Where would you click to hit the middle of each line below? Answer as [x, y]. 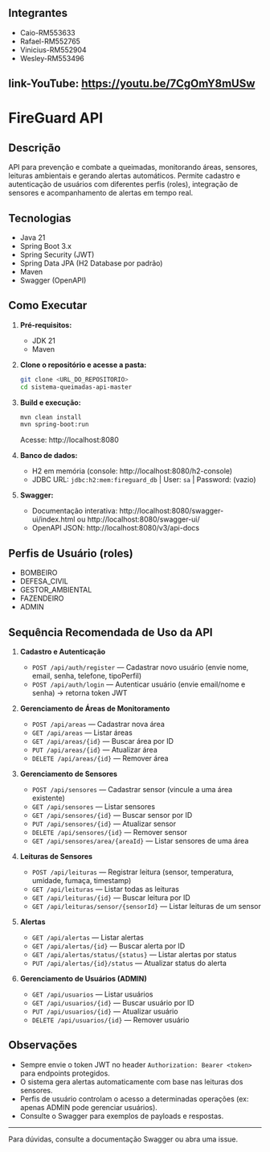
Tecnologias [40, 218]
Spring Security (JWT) [57, 255]
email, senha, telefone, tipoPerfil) [87, 675]
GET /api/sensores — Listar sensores [93, 806]
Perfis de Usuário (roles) [71, 553]
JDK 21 [44, 341]
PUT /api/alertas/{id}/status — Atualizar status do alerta [129, 963]
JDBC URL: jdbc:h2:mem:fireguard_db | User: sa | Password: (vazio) [144, 480]
